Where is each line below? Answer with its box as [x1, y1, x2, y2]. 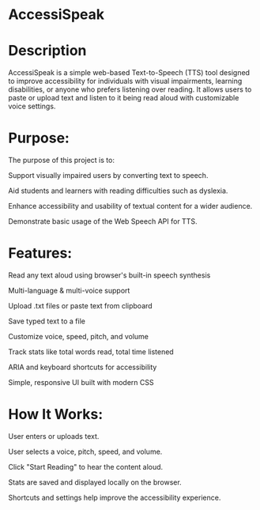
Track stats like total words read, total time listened [8, 347, 174, 357]
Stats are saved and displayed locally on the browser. [8, 477, 182, 487]
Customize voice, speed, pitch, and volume [8, 332, 149, 341]
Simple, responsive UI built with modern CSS [8, 378, 154, 387]
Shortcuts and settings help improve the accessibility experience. [8, 493, 221, 502]
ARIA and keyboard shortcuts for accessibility [8, 362, 157, 372]
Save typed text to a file [8, 316, 85, 326]
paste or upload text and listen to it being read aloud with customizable [8, 93, 239, 103]
